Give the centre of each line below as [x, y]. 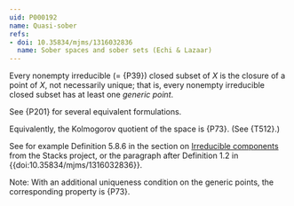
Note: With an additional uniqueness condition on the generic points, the [142, 182]
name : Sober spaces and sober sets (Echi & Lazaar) [115, 51]
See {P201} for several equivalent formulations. [95, 112]
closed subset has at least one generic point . [91, 95]
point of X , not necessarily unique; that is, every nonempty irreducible [137, 85]
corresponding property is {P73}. [70, 192]
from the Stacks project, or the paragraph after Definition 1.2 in [124, 155]
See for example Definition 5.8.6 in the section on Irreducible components [144, 147]
